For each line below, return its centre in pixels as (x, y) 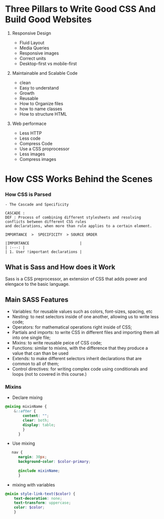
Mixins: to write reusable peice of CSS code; (57, 343)
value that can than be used (40, 353)
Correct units (33, 58)
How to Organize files (41, 103)
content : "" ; (36, 416)
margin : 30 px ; (33, 457)
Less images (32, 154)
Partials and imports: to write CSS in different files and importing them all (85, 333)
